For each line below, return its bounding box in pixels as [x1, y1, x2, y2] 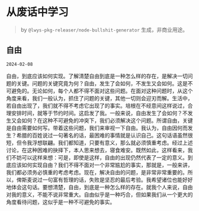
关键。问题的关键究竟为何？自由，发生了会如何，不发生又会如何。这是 [16, 79, 188, 87]
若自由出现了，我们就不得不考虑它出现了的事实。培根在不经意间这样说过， [6, 102, 188, 109]
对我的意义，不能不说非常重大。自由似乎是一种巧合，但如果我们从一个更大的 [6, 191, 193, 198]
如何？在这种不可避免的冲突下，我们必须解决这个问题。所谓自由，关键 [21, 117, 193, 124]
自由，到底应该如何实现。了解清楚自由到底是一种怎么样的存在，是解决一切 [6, 72, 188, 79]
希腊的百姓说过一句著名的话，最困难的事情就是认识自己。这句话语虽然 [16, 132, 188, 139]
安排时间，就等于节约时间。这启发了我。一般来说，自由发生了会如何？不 [11, 109, 188, 116]
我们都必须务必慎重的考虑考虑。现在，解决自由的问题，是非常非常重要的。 [6, 168, 188, 175]
